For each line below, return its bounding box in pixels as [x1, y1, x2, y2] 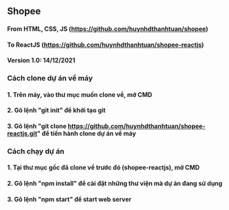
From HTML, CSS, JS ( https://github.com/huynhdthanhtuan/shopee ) [7, 24, 208, 33]
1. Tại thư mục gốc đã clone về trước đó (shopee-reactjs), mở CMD [7, 163, 200, 171]
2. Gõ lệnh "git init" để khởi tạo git [7, 106, 106, 114]
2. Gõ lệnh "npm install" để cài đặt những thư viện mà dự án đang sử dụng [7, 179, 223, 187]
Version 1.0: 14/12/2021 [7, 56, 76, 65]
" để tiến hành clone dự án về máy [36, 129, 136, 137]
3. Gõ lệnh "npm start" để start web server [7, 195, 132, 203]
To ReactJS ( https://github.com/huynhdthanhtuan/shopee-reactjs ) [7, 41, 204, 49]
